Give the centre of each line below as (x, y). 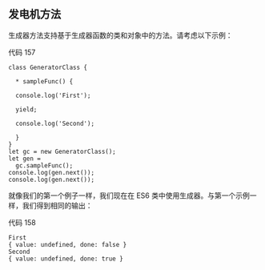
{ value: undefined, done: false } (68, 244)
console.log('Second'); (55, 123)
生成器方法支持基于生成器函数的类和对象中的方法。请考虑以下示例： (120, 35)
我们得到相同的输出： (57, 205)
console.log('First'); (53, 95)
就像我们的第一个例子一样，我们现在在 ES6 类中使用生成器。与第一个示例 (129, 195)
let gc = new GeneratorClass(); (62, 151)
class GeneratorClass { (48, 67)
